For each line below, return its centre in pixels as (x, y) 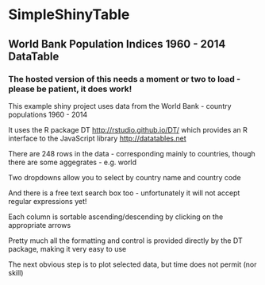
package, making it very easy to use (67, 248)
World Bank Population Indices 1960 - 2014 (117, 44)
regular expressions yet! (48, 201)
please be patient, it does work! (70, 89)
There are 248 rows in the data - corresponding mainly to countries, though (132, 153)
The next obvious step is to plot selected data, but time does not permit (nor (132, 264)
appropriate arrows (40, 225)
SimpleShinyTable (69, 15)
